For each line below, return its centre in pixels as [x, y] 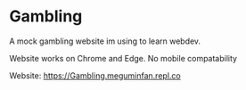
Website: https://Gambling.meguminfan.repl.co [95, 75]
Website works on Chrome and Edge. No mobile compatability [123, 58]
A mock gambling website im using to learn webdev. [105, 41]
